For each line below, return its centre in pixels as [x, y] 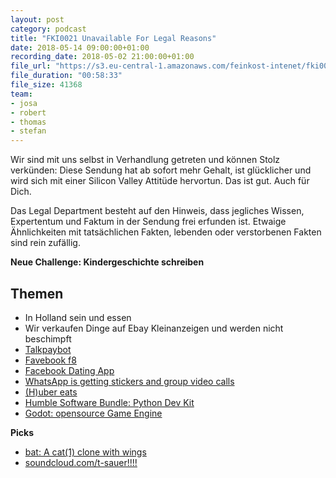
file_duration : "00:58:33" [66, 76]
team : [21, 94]
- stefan [28, 131]
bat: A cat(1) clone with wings [85, 452]
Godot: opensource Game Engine [93, 413]
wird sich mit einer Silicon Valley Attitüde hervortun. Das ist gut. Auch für [160, 181]
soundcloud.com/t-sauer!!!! [81, 462]
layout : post [37, 19]
